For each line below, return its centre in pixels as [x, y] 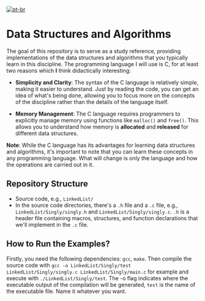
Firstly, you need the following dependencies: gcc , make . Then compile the [99, 258]
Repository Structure [47, 184]
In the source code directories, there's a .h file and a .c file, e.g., [97, 205]
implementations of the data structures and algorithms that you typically [97, 58]
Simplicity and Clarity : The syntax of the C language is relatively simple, [107, 82]
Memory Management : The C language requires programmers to [98, 114]
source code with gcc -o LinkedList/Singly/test [69, 265]
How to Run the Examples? [58, 244]
